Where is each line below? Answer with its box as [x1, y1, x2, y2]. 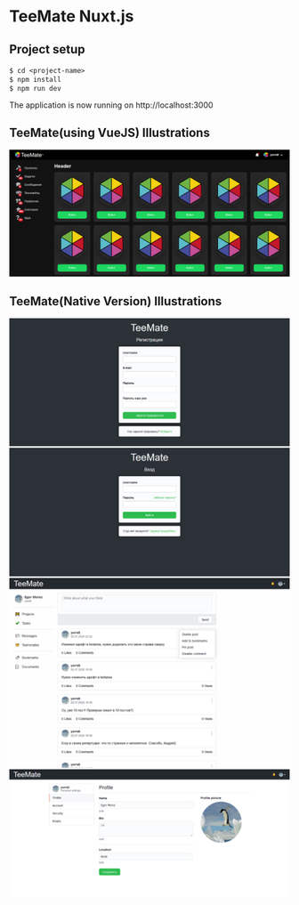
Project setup [9, 42, 86, 57]
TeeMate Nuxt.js [9, 6, 134, 27]
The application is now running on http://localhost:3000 [9, 100, 214, 110]
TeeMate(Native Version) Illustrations [9, 294, 222, 309]
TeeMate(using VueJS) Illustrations [9, 125, 211, 141]
